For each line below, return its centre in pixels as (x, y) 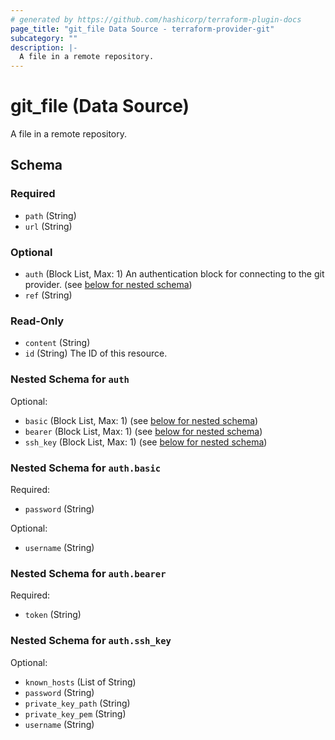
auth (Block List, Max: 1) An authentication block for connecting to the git (174, 274)
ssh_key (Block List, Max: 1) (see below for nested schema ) (146, 442)
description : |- (44, 47)
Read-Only (37, 321)
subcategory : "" (44, 38)
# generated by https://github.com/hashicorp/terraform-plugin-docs (156, 19)
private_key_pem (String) (75, 713)
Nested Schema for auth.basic (86, 468)
